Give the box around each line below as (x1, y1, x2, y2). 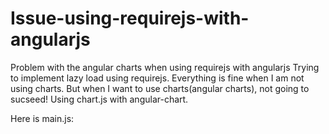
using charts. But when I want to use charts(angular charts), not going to (10, 82, 310, 94)
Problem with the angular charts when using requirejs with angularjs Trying (10, 61, 320, 73)
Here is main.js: (10, 112, 75, 124)
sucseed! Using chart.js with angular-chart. (10, 93, 189, 105)
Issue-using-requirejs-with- (10, 7, 250, 30)
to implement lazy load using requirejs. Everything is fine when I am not (10, 72, 305, 84)
